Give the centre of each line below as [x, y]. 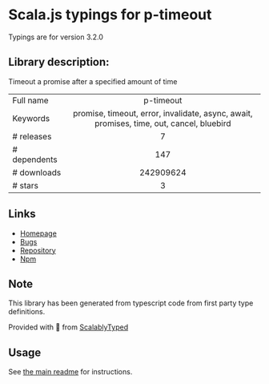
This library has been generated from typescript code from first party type [131, 303]
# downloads [37, 172]
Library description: [59, 62]
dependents [35, 160]
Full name [31, 100]
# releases [32, 136]
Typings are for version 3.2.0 [56, 37]
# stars [25, 185]
